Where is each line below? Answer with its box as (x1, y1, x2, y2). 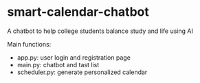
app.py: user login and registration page (16, 53, 131, 62)
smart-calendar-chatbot (7, 4, 149, 20)
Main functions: (7, 40, 52, 48)
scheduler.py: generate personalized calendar (16, 68, 148, 76)
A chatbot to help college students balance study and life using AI (7, 27, 194, 35)
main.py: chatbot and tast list (16, 60, 100, 69)
